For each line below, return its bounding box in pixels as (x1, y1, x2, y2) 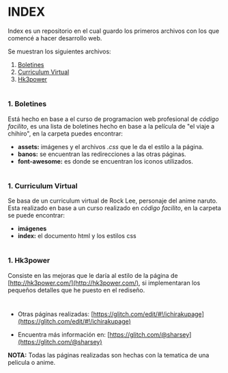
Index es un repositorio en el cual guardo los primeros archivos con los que (8, 27, 220, 35)
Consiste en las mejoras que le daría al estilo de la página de (8, 271, 178, 279)
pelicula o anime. (8, 358, 56, 366)
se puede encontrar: (8, 211, 66, 220)
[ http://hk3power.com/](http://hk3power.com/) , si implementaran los (8, 279, 201, 287)
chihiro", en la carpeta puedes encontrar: (8, 129, 124, 138)
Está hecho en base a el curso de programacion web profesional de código (8, 114, 219, 123)
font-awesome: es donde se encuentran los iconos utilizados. (17, 157, 194, 165)
